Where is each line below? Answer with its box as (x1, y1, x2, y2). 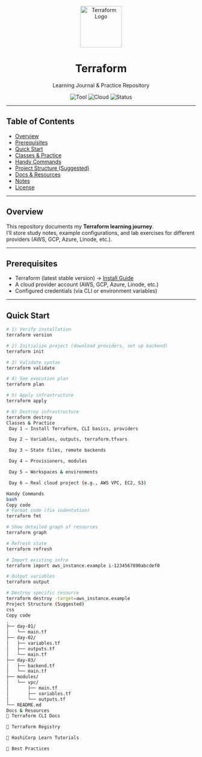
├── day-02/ (6, 635, 36, 641)
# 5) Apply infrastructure (6, 392, 74, 399)
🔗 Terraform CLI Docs (6, 713, 61, 719)
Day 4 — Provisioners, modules (8, 458, 87, 464)
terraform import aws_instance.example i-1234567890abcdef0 (6, 562, 161, 569)
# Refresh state (6, 540, 47, 546)
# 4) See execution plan (6, 376, 69, 382)
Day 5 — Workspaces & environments (8, 469, 98, 475)
